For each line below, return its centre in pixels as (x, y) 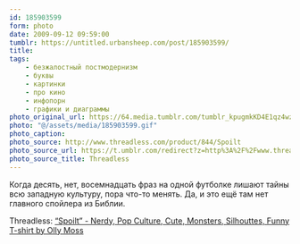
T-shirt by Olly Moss (46, 230)
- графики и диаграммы (67, 109)
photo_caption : (37, 134)
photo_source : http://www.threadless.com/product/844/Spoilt (125, 142)
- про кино (46, 92)
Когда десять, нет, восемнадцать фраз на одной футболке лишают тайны (150, 184)
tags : (19, 59)
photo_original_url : (48, 117)
